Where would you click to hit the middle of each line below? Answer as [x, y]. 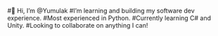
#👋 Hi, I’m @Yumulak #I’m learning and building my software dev [101, 11]
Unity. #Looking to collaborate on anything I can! [78, 25]
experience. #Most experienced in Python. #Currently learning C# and [109, 18]
